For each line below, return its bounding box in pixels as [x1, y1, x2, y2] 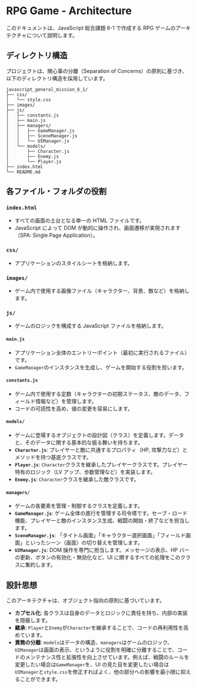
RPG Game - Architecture [6, 4, 132, 18]
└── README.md [6, 169, 41, 175]
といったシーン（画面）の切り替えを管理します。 [25, 539, 143, 546]
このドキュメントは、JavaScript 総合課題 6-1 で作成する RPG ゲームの [6, 24, 176, 31]
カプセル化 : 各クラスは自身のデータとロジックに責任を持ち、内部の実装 [14, 609, 188, 616]
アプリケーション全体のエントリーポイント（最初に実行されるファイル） [14, 349, 190, 356]
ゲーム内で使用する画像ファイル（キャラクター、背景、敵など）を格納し [14, 287, 190, 295]
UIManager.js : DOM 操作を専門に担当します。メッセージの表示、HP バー [14, 547, 190, 554]
